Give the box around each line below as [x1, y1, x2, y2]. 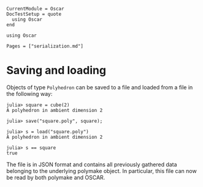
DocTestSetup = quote [6, 11, 62, 17]
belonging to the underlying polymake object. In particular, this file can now [6, 167, 197, 174]
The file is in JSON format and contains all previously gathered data [6, 161, 177, 168]
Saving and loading [6, 64, 106, 78]
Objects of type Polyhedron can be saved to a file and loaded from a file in [6, 83, 193, 91]
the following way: [6, 90, 53, 97]
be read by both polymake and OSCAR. [6, 174, 105, 181]
